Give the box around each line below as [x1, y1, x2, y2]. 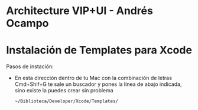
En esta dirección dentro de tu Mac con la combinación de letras [14, 75, 173, 82]
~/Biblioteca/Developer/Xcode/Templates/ [14, 98, 118, 104]
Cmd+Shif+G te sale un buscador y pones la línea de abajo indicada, [14, 81, 182, 88]
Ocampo [6, 16, 49, 30]
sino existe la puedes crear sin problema [14, 87, 113, 94]
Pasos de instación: [6, 63, 54, 70]
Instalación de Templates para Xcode [6, 44, 192, 57]
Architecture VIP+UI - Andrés [6, 4, 154, 18]
